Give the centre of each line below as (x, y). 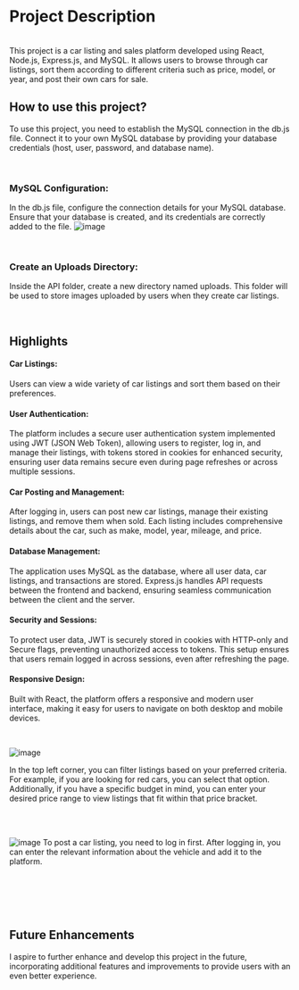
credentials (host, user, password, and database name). (112, 147)
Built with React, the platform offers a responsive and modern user (132, 699)
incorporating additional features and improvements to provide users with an (150, 966)
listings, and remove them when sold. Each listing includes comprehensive (146, 521)
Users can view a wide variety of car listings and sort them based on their (145, 383)
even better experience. (53, 976)
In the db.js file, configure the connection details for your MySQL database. (148, 208)
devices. (25, 718)
